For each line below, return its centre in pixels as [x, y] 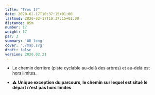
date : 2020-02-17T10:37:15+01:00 [39, 14]
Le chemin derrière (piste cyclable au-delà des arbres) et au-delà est [81, 68]
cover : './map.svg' [25, 45]
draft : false [18, 50]
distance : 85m [19, 23]
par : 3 [12, 37]
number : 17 [16, 27]
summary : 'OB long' [25, 41]
